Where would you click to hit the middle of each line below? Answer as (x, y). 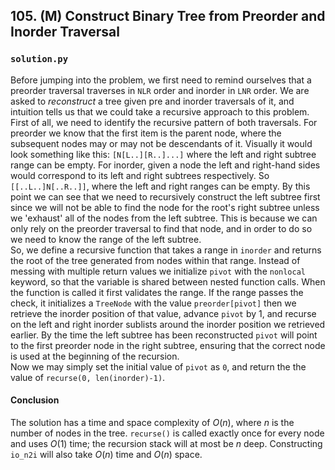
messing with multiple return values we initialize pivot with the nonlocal (158, 271)
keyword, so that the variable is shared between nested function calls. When (168, 281)
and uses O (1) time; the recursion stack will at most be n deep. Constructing (166, 443)
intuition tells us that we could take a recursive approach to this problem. (160, 111)
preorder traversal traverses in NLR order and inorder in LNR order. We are (160, 90)
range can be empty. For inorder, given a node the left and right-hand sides (165, 165)
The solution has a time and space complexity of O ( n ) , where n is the (152, 422)
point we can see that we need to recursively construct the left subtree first (165, 196)
